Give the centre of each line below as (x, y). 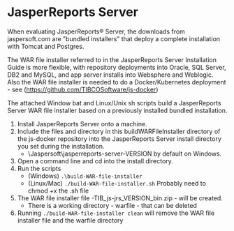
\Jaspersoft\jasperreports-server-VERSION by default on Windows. (125, 154)
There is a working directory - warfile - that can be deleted (112, 205)
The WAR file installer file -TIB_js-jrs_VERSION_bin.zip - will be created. (120, 198)
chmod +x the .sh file (58, 191)
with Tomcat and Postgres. (46, 46)
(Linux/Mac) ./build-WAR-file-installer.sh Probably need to (117, 183)
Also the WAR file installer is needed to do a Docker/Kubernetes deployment (117, 82)
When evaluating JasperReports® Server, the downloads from (96, 31)
